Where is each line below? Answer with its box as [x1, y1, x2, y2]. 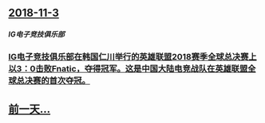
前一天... [8, 102, 51, 116]
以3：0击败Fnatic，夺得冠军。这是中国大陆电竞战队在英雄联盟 [8, 63, 248, 75]
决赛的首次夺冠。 [24, 75, 90, 86]
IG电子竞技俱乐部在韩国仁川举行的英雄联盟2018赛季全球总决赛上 [8, 52, 257, 63]
